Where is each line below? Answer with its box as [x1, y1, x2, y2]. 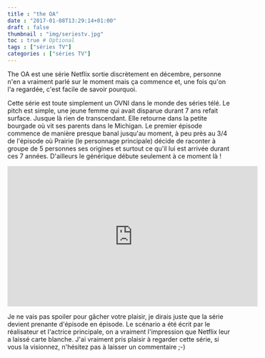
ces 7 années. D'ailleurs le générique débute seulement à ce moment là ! [7, 151, 221, 160]
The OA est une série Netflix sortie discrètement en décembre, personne [7, 69, 221, 78]
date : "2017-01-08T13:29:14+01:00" [7, 17, 116, 24]
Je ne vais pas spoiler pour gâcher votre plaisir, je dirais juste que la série [7, 312, 224, 321]
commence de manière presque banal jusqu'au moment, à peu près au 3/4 [7, 129, 228, 138]
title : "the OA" [7, 10, 59, 18]
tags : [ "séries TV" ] [7, 44, 72, 51]
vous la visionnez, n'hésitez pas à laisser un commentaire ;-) [7, 342, 186, 351]
